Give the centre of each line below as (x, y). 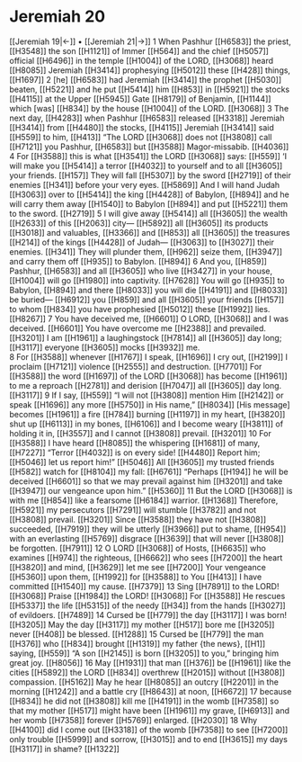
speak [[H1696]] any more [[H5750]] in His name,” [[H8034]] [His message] (150, 404)
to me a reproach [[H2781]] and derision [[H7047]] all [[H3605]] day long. (146, 385)
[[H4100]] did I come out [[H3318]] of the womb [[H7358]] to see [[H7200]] (149, 730)
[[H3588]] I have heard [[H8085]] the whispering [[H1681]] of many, (135, 443)
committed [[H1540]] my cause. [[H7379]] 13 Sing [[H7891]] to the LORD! (144, 586)
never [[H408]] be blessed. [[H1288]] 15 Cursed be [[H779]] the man (137, 634)
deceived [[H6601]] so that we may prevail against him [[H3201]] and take (146, 481)
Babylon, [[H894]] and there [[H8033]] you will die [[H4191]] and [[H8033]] (148, 290)
